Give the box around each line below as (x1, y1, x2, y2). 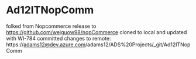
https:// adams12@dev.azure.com (6, 41, 86, 48)
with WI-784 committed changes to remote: (6, 35, 111, 42)
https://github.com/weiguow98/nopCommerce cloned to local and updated (6, 28, 187, 35)
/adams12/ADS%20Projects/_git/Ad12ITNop (85, 41, 191, 48)
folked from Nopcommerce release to (6, 23, 97, 30)
